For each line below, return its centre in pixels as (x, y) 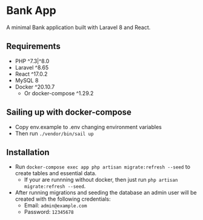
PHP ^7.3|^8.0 (32, 61)
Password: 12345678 (49, 212)
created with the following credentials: (63, 199)
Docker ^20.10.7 (35, 87)
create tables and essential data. (56, 173)
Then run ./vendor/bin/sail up (54, 133)
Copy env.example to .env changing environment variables (88, 127)
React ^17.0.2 (31, 74)
